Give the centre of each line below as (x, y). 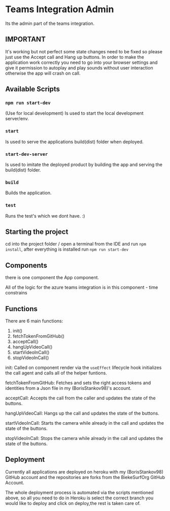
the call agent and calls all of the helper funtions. (56, 373)
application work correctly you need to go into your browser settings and (81, 62)
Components (26, 265)
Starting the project (37, 232)
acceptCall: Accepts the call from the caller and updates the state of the (80, 398)
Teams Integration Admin (60, 9)
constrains (16, 293)
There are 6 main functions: (34, 321)
